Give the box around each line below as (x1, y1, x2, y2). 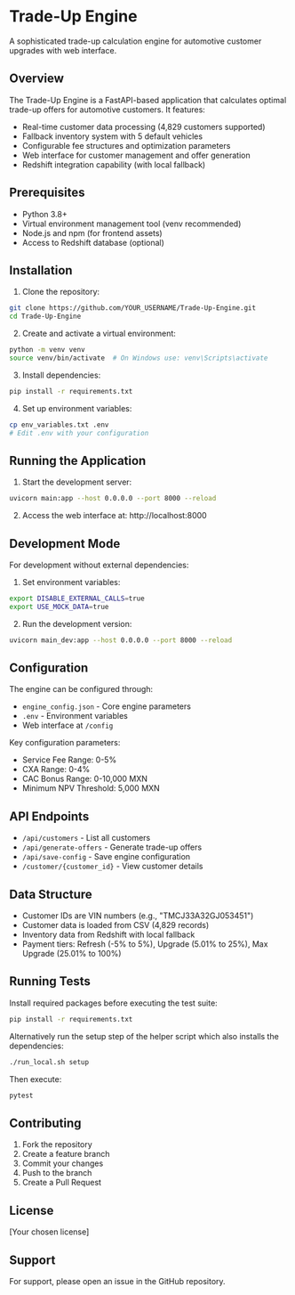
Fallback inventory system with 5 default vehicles (21, 131, 203, 142)
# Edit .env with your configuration (9, 428, 149, 437)
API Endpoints (9, 809, 90, 824)
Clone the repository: (21, 287, 100, 297)
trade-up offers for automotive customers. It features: (9, 104, 206, 115)
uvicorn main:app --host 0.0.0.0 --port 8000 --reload (9, 494, 217, 503)
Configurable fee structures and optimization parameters (21, 140, 231, 151)
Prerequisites (9, 185, 85, 200)
